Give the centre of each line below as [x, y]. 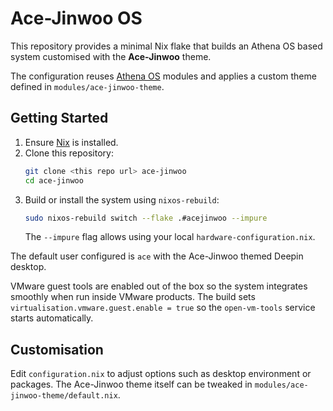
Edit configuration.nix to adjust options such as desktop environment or [161, 374]
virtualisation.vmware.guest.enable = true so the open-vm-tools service [163, 308]
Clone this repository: [69, 153]
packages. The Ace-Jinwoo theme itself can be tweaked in [131, 384]
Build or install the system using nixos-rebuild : [122, 199]
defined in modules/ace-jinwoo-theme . [87, 86]
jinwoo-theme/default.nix [64, 396]
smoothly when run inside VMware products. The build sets [133, 297]
